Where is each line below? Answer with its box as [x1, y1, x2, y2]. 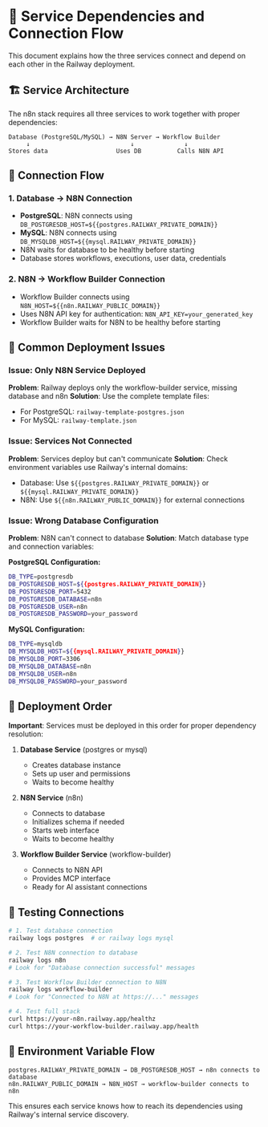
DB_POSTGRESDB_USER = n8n [8, 602, 88, 610]
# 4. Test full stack [8, 1007, 81, 1016]
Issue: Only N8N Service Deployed [8, 365, 146, 376]
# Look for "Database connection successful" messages [8, 963, 196, 971]
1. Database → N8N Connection [8, 193, 132, 204]
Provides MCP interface [31, 874, 111, 883]
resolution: [8, 729, 44, 739]
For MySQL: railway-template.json [19, 416, 137, 425]
